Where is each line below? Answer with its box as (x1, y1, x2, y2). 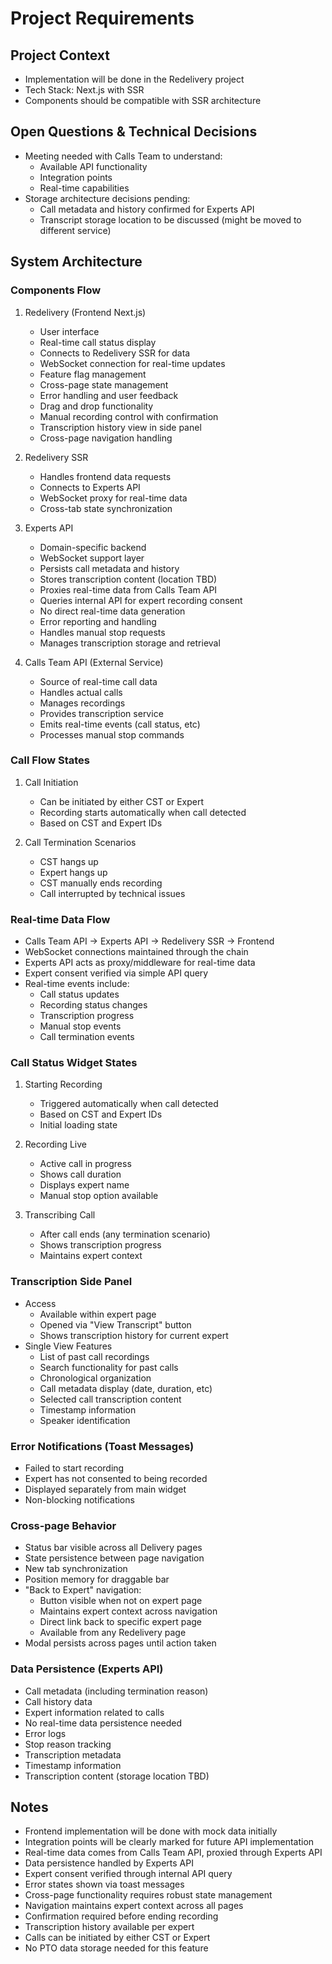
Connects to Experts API (39, 481, 141, 493)
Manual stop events (39, 1020, 122, 1032)
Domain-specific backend (39, 541, 147, 553)
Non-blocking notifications (24, 1493, 135, 1506)
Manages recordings (39, 697, 126, 709)
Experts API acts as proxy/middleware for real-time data (24, 957, 256, 969)
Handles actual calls (39, 686, 123, 698)
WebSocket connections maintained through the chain (24, 946, 249, 958)
